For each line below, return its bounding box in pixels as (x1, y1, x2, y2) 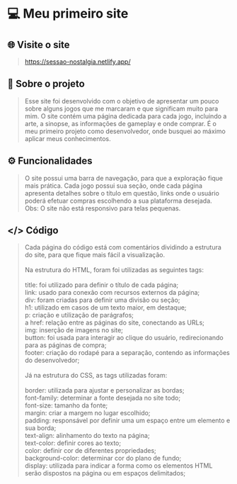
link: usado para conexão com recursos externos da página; (24, 288, 200, 297)
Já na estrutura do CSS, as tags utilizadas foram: (24, 371, 168, 380)
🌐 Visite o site (7, 38, 70, 50)
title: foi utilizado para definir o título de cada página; (24, 281, 179, 289)
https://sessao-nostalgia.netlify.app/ (24, 57, 131, 66)
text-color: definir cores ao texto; (24, 439, 122, 447)
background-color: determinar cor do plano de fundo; (24, 454, 182, 463)
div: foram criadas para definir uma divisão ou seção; (24, 296, 180, 305)
